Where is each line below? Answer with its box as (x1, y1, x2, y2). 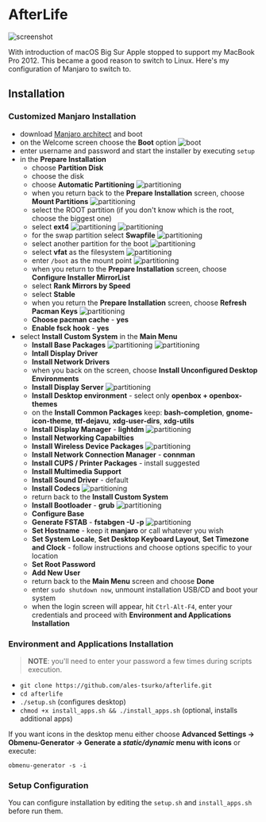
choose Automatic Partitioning (31, 179, 135, 189)
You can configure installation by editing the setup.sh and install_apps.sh (8, 798, 253, 808)
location (31, 550, 59, 561)
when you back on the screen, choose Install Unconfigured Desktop (31, 365, 258, 375)
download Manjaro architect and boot (19, 129, 143, 138)
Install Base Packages (31, 340, 106, 349)
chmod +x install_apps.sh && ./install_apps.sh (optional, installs (19, 705, 238, 715)
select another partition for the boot (31, 238, 148, 248)
